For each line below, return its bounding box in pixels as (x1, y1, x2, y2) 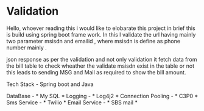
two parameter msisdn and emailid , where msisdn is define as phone (6, 37, 181, 45)
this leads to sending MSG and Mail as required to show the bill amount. (6, 68, 186, 76)
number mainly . (6, 44, 47, 51)
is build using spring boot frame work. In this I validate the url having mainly (6, 30, 196, 38)
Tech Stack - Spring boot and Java (6, 81, 94, 88)
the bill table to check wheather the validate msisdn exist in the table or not (6, 62, 195, 70)
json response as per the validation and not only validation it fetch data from (6, 56, 197, 63)
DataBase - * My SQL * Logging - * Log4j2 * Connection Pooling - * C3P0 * (6, 92, 199, 99)
